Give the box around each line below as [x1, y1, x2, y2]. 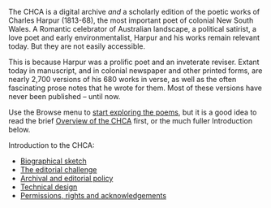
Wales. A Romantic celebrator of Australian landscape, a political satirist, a [8, 24, 257, 33]
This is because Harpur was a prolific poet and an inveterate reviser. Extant [8, 57, 260, 67]
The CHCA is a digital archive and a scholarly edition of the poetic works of [8, 7, 260, 16]
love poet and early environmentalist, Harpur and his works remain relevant [8, 32, 260, 42]
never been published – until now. [8, 92, 121, 101]
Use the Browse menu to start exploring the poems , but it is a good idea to [8, 107, 257, 117]
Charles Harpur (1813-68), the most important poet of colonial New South [8, 15, 254, 25]
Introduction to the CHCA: [8, 141, 95, 149]
